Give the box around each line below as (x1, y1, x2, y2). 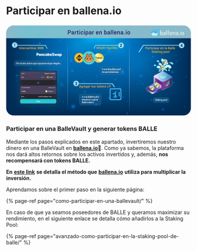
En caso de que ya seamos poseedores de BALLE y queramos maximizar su (6, 209, 190, 216)
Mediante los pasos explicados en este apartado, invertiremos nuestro (6, 138, 176, 145)
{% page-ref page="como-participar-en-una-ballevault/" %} (6, 197, 153, 204)
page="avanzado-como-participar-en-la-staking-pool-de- (37, 232, 179, 239)
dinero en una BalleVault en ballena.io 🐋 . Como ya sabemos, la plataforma (6, 144, 184, 151)
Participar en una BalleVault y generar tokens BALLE (6, 125, 158, 133)
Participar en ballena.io (6, 4, 122, 18)
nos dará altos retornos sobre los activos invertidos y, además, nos (6, 150, 168, 158)
